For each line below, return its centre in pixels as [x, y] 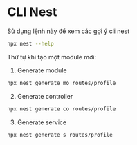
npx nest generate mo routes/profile [62, 83]
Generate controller [45, 96]
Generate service [42, 122]
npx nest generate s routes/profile [60, 135]
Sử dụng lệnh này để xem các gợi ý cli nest [68, 31]
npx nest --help [30, 43]
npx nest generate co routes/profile [62, 109]
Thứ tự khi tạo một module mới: [52, 57]
